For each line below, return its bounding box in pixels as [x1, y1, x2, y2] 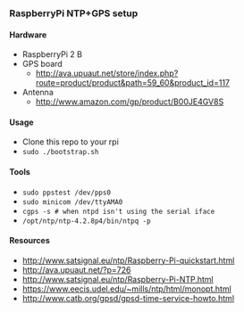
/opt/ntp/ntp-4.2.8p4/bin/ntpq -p [21, 217, 151, 226]
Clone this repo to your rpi [21, 136, 119, 147]
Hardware [9, 29, 47, 40]
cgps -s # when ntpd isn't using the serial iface [21, 207, 215, 216]
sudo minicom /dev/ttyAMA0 [21, 197, 123, 207]
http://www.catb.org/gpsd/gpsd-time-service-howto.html [21, 292, 235, 303]
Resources [9, 235, 51, 246]
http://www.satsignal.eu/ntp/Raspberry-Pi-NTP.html [21, 274, 215, 284]
